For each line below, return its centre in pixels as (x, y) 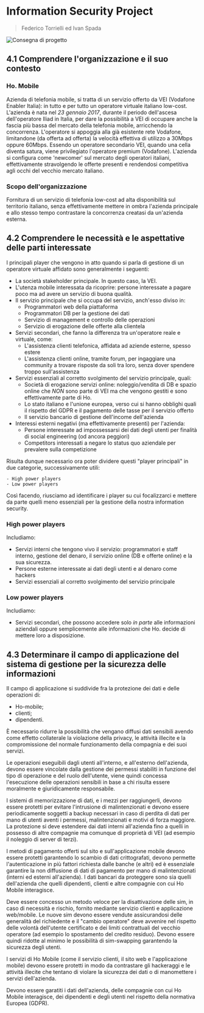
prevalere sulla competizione (61, 449)
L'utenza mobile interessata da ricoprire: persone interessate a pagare (103, 287)
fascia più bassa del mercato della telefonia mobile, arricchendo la (90, 125)
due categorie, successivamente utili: (53, 467)
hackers (25, 575)
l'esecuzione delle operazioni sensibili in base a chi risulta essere (88, 782)
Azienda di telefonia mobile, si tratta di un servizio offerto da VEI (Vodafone (100, 99)
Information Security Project (80, 11)
